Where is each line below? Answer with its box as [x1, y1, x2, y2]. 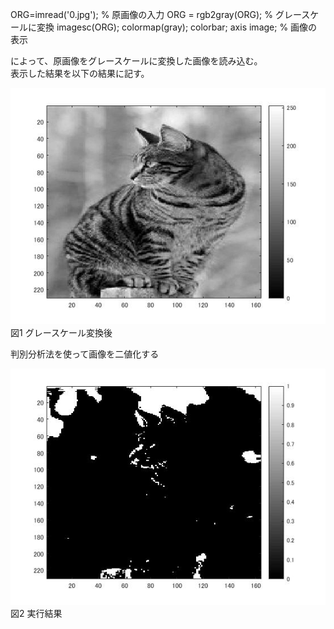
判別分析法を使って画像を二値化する [10, 348, 160, 360]
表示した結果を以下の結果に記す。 [10, 68, 150, 79]
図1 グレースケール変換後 [10, 327, 113, 338]
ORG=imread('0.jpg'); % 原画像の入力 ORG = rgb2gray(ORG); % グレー [10, 9, 302, 20]
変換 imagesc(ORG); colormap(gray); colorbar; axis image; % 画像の [36, 21, 318, 33]
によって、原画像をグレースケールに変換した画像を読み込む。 [10, 55, 263, 67]
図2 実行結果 [10, 608, 63, 619]
